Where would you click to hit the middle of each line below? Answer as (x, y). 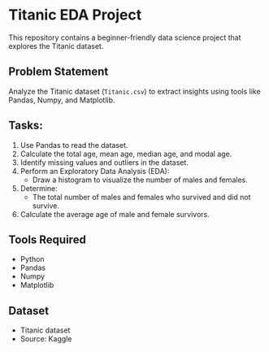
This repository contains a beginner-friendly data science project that (125, 37)
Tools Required (48, 239)
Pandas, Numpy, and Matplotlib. (62, 100)
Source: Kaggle (46, 339)
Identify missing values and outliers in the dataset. (104, 162)
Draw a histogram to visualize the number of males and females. (140, 180)
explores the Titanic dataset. (56, 46)
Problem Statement (59, 72)
